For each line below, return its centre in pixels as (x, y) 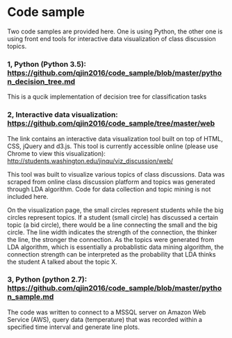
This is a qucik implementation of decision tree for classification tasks (107, 97)
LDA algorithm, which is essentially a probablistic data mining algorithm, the (116, 247)
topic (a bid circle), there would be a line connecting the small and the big (112, 225)
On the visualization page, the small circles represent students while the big (115, 210)
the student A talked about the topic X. (63, 261)
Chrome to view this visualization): (57, 153)
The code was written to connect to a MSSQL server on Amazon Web (107, 312)
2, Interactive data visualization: (63, 115)
